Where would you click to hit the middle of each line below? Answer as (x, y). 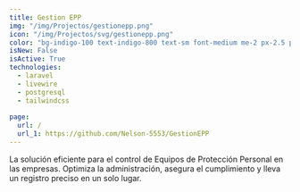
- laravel (35, 76)
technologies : (36, 68)
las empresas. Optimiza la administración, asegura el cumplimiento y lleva (145, 168)
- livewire (37, 84)
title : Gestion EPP (46, 17)
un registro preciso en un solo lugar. (75, 178)
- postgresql (42, 92)
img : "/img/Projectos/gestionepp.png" (81, 26)
